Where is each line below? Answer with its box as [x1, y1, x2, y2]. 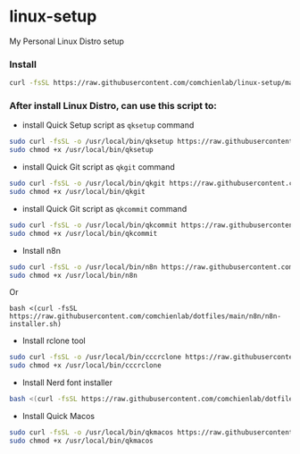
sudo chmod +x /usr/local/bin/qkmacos [9, 436, 154, 445]
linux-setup [9, 6, 97, 27]
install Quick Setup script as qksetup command [21, 120, 195, 130]
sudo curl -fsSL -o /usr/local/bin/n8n [9, 262, 158, 272]
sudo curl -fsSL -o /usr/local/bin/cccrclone [9, 353, 181, 362]
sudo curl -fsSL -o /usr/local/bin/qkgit [9, 179, 166, 189]
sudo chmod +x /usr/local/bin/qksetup [9, 146, 154, 155]
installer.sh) [9, 320, 62, 329]
